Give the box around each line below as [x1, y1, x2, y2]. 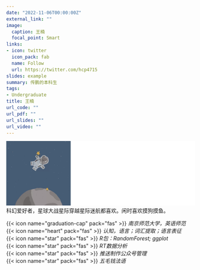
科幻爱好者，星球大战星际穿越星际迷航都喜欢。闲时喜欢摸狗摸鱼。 [6, 207, 169, 214]
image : [6, 22, 23, 28]
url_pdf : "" [6, 111, 36, 117]
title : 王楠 [6, 98, 34, 104]
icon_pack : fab [11, 54, 50, 60]
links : [6, 41, 23, 47]
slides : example [6, 73, 47, 79]
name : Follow [11, 60, 44, 66]
